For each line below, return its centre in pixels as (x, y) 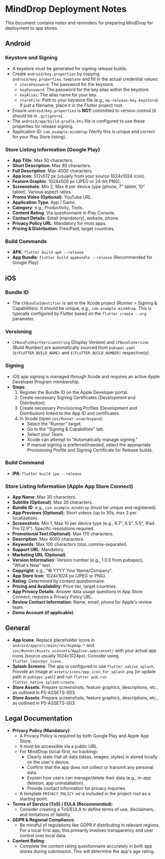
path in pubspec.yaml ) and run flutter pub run (59, 677)
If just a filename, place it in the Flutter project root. (71, 105)
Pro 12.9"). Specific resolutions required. (53, 529)
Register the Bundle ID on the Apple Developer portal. (74, 392)
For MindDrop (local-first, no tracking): (59, 751)
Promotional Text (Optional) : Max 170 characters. (63, 534)
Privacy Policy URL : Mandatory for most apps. (59, 223)
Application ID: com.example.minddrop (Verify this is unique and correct (83, 131)
